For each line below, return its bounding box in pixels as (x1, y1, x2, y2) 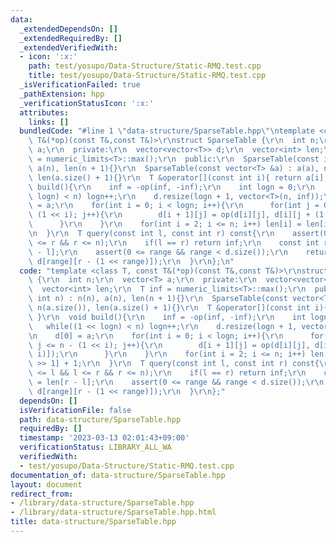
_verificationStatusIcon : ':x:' (19, 98, 155, 108)
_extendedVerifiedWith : (19, 42, 118, 53)
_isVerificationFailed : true (19, 80, 141, 90)
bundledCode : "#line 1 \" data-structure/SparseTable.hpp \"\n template (19, 126, 315, 136)
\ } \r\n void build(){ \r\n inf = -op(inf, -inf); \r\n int (28, 312, 307, 322)
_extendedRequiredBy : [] (19, 33, 123, 43)
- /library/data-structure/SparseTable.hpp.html (10, 507, 217, 518)
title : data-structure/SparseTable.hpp (10, 517, 177, 527)
